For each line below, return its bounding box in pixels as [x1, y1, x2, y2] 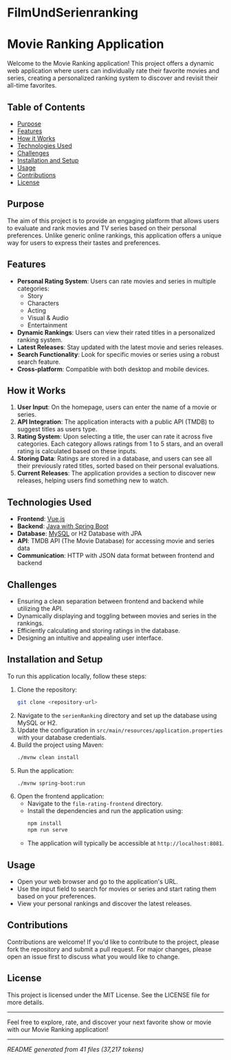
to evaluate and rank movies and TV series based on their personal [7, 224, 197, 232]
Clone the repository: [16, 685, 78, 694]
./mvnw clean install [16, 754, 79, 760]
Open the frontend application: [16, 792, 104, 801]
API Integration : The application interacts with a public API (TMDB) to [16, 418, 214, 426]
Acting [27, 306, 47, 315]
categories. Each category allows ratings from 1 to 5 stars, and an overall [16, 440, 223, 448]
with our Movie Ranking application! [7, 1025, 109, 1033]
